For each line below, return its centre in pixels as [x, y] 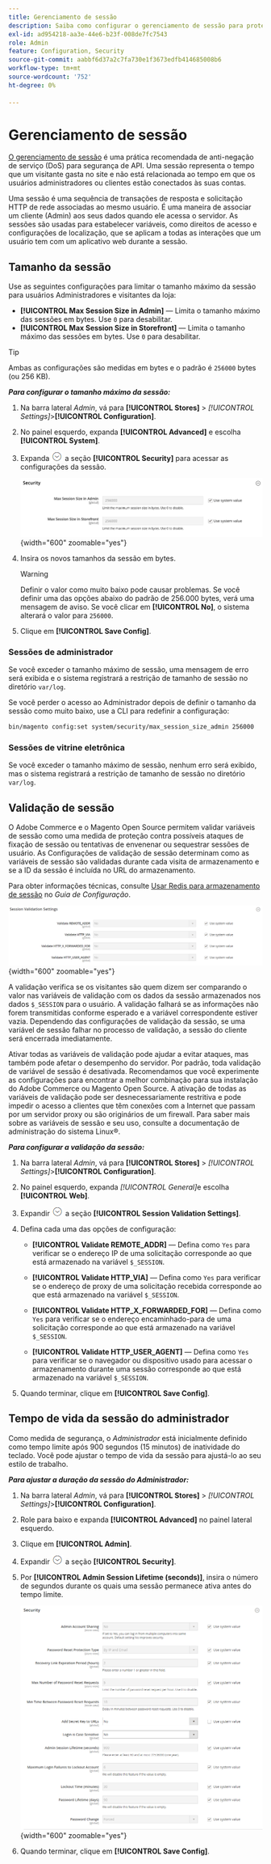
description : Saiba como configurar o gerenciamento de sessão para [126, 25]
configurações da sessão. [63, 467]
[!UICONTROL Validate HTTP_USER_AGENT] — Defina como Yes [140, 1351]
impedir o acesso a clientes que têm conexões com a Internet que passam [132, 1105]
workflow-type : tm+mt [45, 69]
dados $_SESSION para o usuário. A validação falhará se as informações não [133, 1004]
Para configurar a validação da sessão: [77, 1147]
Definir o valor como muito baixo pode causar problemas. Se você [130, 590]
